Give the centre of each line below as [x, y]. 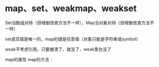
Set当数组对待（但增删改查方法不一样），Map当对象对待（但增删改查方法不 [79, 23]
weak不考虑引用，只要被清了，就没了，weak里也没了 [58, 49]
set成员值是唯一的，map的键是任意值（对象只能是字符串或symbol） [73, 39]
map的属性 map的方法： [29, 59]
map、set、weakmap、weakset [71, 8]
